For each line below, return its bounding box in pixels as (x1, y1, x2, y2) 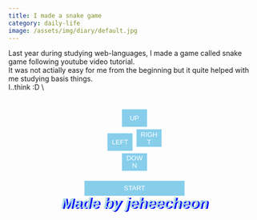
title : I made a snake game (8, 11, 102, 20)
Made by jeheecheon (61, 194, 208, 212)
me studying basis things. (8, 74, 94, 84)
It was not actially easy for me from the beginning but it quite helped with (8, 66, 250, 75)
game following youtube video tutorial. (8, 57, 135, 66)
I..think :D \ (8, 82, 45, 92)
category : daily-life (8, 19, 81, 27)
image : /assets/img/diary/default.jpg (8, 26, 138, 34)
